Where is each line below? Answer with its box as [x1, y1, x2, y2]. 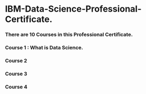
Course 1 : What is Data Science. [5, 44, 84, 51]
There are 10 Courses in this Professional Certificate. [5, 31, 133, 38]
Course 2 [5, 57, 28, 64]
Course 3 [5, 70, 28, 77]
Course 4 [5, 83, 28, 90]
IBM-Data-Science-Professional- [5, 3, 142, 15]
